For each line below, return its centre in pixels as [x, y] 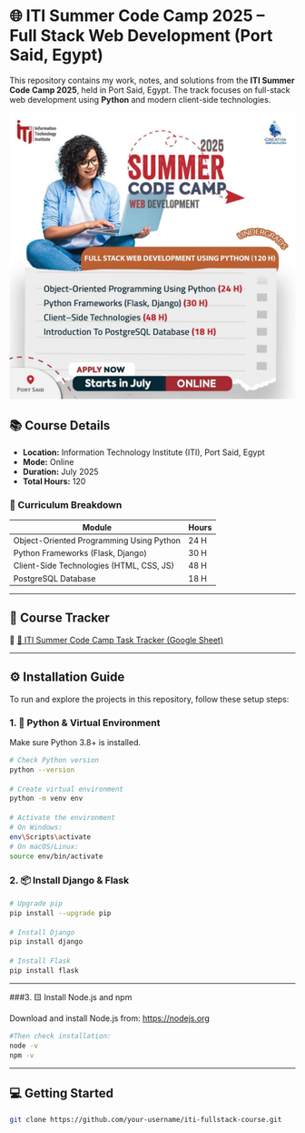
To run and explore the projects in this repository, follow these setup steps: [149, 699]
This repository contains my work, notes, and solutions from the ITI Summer [152, 80]
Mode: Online [48, 461]
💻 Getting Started [61, 1093]
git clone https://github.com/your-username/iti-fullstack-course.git [146, 1120]
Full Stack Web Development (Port [141, 36]
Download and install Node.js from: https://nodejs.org [110, 1018]
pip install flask [44, 971]
